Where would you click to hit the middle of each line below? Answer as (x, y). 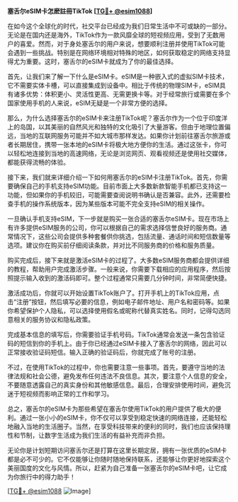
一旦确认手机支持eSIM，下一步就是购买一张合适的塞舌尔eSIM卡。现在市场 (115, 219)
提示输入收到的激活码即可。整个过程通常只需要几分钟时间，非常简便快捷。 (122, 278)
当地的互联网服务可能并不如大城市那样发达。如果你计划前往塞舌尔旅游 (122, 136)
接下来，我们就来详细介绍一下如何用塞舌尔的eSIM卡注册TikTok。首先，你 (114, 177)
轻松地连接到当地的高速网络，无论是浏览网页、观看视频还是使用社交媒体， (122, 153)
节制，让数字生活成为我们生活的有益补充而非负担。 (94, 435)
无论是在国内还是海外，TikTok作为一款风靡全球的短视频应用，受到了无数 (113, 35)
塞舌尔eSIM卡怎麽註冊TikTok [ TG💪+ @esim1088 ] (80, 11)
